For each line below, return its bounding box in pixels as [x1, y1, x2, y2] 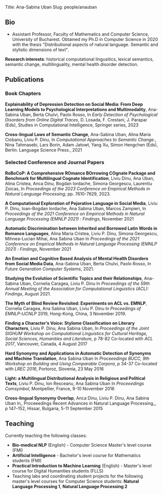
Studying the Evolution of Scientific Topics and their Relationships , [5, 275, 144, 281]
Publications [5, 76, 44, 84]
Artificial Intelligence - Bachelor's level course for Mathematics [12, 452, 141, 458]
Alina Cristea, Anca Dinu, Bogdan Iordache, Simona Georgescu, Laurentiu [5, 180, 152, 186]
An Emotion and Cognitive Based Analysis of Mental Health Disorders [5, 256, 148, 261]
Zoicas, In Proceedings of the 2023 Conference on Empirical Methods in [5, 185, 150, 192]
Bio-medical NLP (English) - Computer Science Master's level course [12, 442, 152, 448]
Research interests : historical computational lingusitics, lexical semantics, [5, 56, 154, 62]
